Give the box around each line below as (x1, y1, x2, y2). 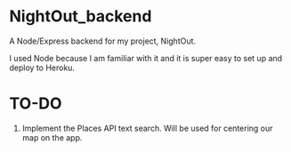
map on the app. (21, 132, 83, 143)
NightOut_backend (9, 6, 152, 27)
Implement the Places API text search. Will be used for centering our (21, 123, 273, 133)
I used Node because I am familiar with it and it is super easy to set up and (9, 52, 283, 63)
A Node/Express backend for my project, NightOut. (9, 36, 197, 46)
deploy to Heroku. (9, 62, 76, 73)
